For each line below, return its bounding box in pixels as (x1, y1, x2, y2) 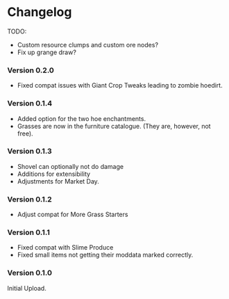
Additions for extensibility (17, 170, 91, 178)
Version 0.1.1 (7, 227, 50, 237)
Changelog (7, 4, 72, 20)
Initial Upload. (7, 284, 46, 292)
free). (17, 129, 33, 138)
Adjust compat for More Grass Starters (17, 210, 128, 219)
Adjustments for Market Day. (17, 177, 99, 185)
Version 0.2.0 (7, 65, 54, 75)
